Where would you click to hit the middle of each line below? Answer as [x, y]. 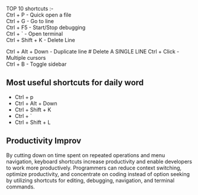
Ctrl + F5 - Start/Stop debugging [46, 27]
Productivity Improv [44, 141]
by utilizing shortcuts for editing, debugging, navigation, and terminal [90, 180]
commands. [21, 187]
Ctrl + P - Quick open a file [39, 15]
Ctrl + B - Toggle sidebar [36, 64]
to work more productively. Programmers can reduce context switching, [94, 168]
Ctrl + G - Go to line [30, 21]
